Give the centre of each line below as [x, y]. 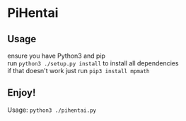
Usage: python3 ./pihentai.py [52, 110]
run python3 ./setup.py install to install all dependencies [93, 63]
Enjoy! [22, 93]
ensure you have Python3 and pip [57, 56]
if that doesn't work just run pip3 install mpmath [79, 71]
